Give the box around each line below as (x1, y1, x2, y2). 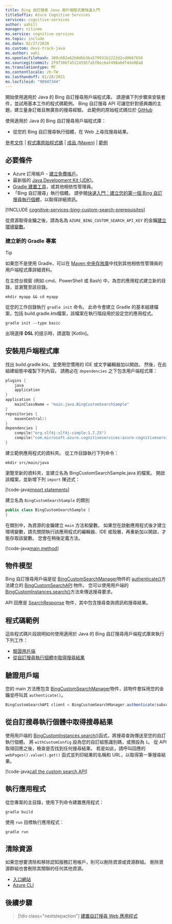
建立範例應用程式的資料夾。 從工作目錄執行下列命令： (5, 450, 119, 456)
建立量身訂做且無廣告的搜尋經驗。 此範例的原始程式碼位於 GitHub (14, 106, 153, 113)
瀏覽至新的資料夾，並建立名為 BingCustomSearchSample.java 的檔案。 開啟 (5, 469, 165, 476)
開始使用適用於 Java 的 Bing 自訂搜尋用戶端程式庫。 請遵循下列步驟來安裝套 (5, 93, 166, 100)
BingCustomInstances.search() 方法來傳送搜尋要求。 (5, 589, 116, 595)
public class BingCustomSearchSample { (5, 507, 91, 513)
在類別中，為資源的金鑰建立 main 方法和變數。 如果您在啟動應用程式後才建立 (5, 522, 166, 528)
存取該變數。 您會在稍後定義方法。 (9, 535, 83, 541)
